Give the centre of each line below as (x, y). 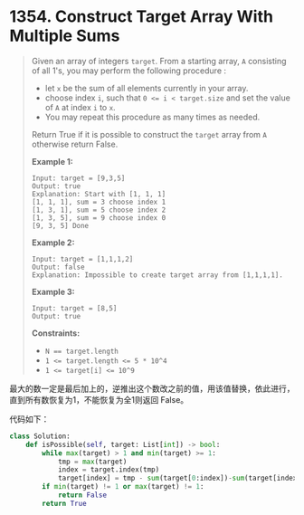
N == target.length (82, 351)
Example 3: (53, 291)
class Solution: (40, 436)
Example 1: (52, 161)
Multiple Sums (65, 36)
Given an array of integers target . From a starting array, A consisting (159, 61)
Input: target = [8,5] (74, 308)
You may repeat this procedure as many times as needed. (152, 117)
